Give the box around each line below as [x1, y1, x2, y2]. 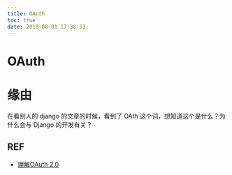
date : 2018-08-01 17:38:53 [7, 23, 86, 30]
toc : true [7, 17, 36, 24]
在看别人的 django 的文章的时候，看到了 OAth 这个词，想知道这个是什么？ [7, 112, 220, 120]
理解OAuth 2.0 [17, 160, 59, 169]
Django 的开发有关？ [33, 120, 93, 129]
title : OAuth [7, 10, 45, 17]
